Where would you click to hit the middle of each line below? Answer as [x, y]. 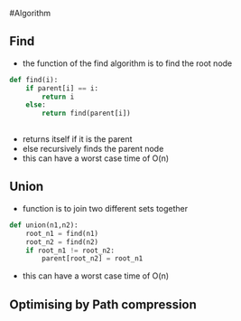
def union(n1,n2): [44, 225]
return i [58, 97]
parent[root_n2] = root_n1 [93, 259]
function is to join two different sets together [105, 208]
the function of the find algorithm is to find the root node [127, 63]
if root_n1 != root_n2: [70, 250]
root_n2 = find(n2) [62, 242]
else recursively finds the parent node [93, 149]
